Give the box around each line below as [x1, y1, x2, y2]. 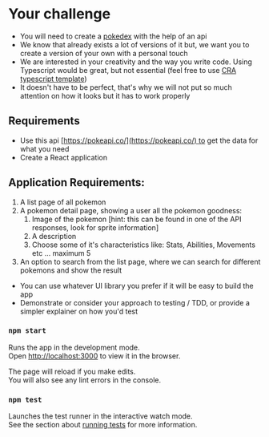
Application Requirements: [8, 176, 146, 189]
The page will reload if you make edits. [8, 366, 136, 376]
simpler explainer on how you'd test [19, 306, 139, 316]
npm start [8, 326, 46, 335]
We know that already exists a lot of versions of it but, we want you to [19, 39, 250, 49]
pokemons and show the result [19, 265, 122, 275]
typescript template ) [19, 74, 87, 83]
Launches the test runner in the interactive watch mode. [8, 411, 194, 421]
